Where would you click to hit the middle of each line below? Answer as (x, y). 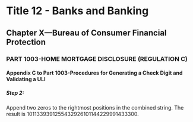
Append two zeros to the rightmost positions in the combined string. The (95, 108)
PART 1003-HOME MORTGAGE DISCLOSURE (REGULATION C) (97, 59)
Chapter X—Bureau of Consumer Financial (87, 33)
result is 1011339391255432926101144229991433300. (73, 114)
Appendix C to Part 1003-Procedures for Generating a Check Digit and (94, 73)
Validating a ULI (26, 79)
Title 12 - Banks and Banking (77, 11)
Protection (26, 42)
